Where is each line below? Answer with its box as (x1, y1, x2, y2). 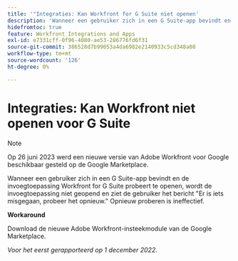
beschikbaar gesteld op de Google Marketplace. (7, 160, 149, 169)
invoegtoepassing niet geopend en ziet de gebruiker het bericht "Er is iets (7, 189, 224, 198)
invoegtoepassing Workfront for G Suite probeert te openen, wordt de (7, 181, 212, 190)
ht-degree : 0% (7, 63, 50, 70)
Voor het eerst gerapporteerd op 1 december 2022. (7, 245, 158, 254)
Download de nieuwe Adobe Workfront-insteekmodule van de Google (7, 224, 212, 233)
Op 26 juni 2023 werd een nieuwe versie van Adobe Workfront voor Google (7, 152, 229, 161)
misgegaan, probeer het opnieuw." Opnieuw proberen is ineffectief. (7, 196, 205, 205)
